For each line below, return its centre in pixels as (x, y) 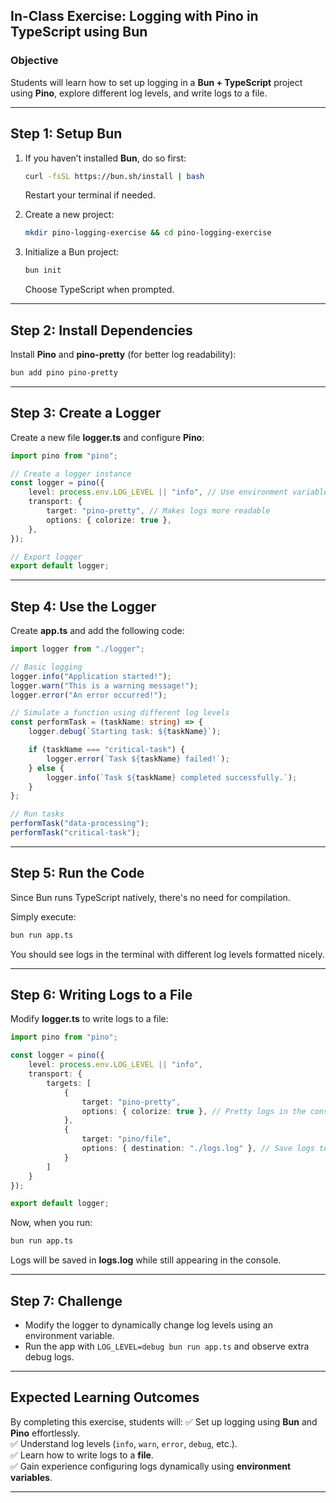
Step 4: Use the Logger (83, 606)
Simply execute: (43, 916)
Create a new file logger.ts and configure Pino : (107, 437)
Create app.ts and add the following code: (97, 631)
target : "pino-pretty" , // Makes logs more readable (158, 511)
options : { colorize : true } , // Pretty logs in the (194, 1111)
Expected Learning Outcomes (105, 1397)
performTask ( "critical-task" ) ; (75, 833)
